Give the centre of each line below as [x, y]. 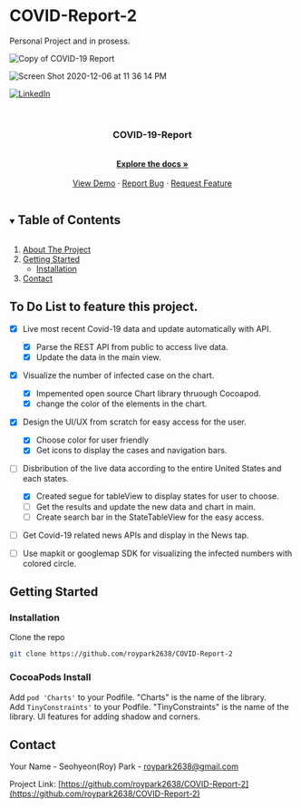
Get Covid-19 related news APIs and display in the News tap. [136, 535]
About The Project [57, 249]
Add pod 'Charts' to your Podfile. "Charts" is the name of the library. [138, 697]
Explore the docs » [152, 164]
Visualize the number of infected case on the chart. [118, 375]
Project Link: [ [35, 784]
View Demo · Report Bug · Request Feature [152, 183]
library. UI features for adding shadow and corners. [105, 716]
